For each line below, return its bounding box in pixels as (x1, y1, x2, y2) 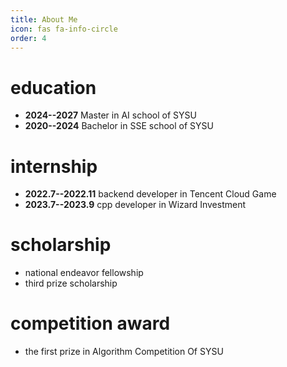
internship (10, 155, 98, 178)
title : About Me (10, 14, 78, 25)
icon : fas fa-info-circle (10, 24, 118, 34)
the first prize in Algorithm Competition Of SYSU (24, 346, 224, 358)
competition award (10, 312, 171, 335)
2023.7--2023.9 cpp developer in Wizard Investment (24, 199, 247, 211)
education (10, 76, 97, 99)
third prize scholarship (24, 277, 118, 290)
